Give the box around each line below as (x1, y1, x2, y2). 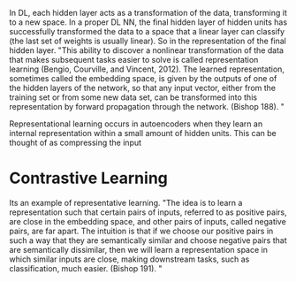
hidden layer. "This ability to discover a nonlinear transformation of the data (9, 45, 285, 56)
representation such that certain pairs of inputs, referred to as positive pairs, (9, 207, 287, 217)
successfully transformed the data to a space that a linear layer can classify (9, 27, 285, 36)
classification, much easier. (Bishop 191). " (9, 263, 163, 273)
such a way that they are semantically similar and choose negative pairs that (9, 234, 287, 246)
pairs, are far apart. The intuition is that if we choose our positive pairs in (9, 225, 274, 236)
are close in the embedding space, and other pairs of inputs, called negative (9, 216, 287, 226)
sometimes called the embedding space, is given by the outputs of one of (9, 73, 277, 83)
